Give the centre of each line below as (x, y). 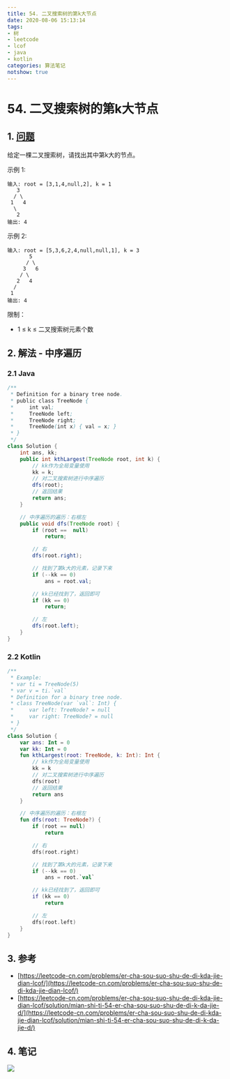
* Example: (26, 677)
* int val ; (32, 407)
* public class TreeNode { (49, 401)
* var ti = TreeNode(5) (45, 684)
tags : (15, 27)
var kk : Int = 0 (44, 749)
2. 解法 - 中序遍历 (45, 353)
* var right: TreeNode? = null (62, 717)
